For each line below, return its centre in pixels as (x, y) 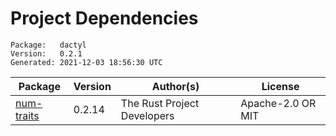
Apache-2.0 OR (278, 103)
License (280, 86)
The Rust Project (160, 103)
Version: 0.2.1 (46, 53)
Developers (147, 115)
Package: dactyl (48, 45)
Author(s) (175, 86)
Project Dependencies (104, 18)
